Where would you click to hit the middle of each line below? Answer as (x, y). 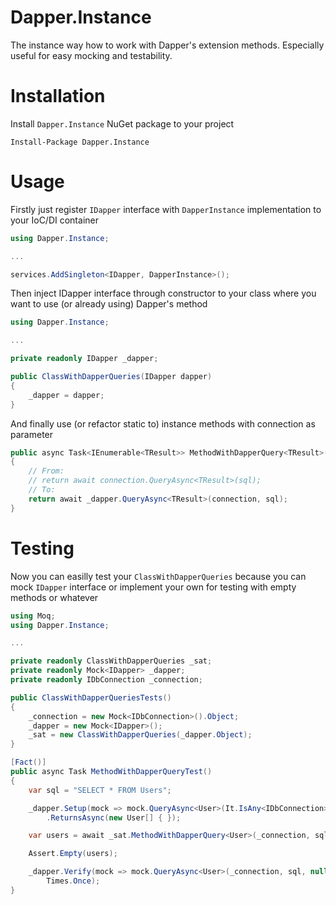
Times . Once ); (73, 881)
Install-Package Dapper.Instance (80, 142)
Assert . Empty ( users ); (73, 854)
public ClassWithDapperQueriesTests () (91, 697)
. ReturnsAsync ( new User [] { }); (114, 817)
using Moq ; (33, 616)
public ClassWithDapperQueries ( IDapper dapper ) (111, 377)
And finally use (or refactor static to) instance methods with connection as (163, 423)
